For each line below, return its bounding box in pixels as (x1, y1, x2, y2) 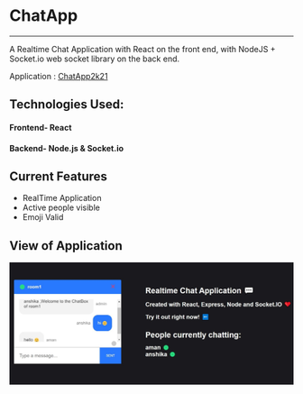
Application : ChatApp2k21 (9, 70, 108, 81)
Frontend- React (9, 122, 72, 133)
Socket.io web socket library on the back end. (9, 53, 180, 64)
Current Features (9, 169, 108, 184)
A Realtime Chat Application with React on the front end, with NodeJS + (9, 43, 277, 54)
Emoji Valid (22, 212, 64, 223)
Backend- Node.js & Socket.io (9, 142, 124, 153)
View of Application (9, 238, 124, 253)
